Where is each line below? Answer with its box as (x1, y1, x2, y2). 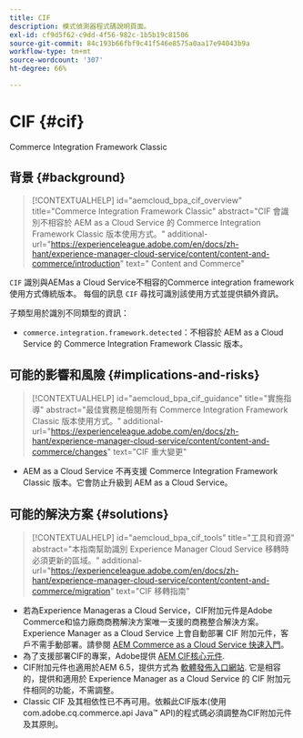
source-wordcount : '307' (9, 56, 104, 65)
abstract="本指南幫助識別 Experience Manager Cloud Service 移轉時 (31, 543, 289, 555)
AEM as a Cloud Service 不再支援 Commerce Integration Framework (22, 466, 278, 477)
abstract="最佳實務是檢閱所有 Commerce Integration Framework (45, 404, 288, 415)
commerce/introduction (31, 258, 121, 268)
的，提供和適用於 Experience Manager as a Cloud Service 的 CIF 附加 (22, 673, 284, 684)
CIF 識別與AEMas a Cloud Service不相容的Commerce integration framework (9, 277, 295, 288)
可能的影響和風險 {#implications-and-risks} (9, 368, 260, 383)
